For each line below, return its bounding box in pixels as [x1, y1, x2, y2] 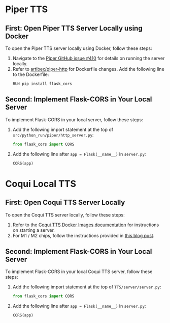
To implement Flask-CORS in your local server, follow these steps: [5, 116, 143, 123]
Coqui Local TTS [5, 178, 76, 190]
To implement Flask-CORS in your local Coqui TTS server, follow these [5, 268, 153, 275]
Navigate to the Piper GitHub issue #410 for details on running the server [12, 55, 165, 61]
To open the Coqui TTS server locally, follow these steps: [5, 211, 125, 218]
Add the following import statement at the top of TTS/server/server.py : [12, 284, 161, 290]
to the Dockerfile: [12, 71, 49, 77]
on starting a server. [12, 227, 55, 233]
